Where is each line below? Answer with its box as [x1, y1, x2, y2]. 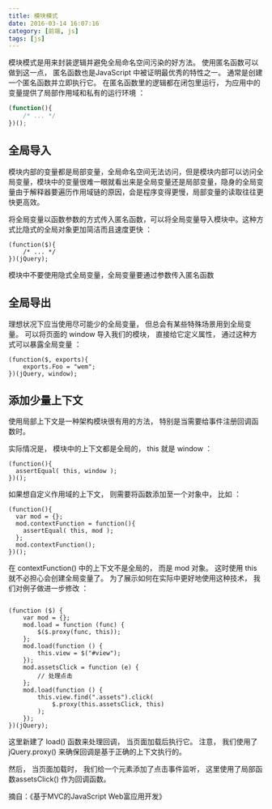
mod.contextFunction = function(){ [15, 520, 136, 528]
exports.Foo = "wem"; [23, 362, 96, 371]
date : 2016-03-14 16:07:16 [8, 19, 100, 28]
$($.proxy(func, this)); [37, 628, 121, 637]
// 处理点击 [37, 672, 73, 680]
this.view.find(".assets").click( [37, 693, 154, 701]
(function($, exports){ [8, 356, 89, 364]
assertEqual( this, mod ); [23, 527, 114, 535]
